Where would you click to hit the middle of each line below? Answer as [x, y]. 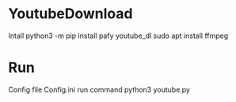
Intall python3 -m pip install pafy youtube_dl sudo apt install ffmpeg [118, 36]
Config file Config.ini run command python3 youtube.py [99, 89]
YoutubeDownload [70, 14]
